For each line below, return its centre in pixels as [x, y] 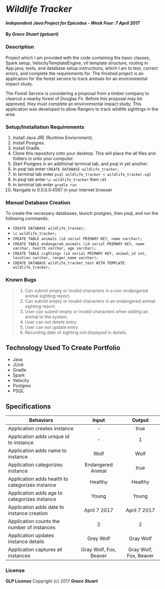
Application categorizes [35, 465]
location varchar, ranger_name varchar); [55, 258]
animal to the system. [46, 317]
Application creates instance [41, 429]
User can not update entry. [52, 327]
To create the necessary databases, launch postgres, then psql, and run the [82, 213]
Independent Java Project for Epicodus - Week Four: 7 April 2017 [73, 23]
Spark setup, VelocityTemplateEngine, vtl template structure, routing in [77, 63]
